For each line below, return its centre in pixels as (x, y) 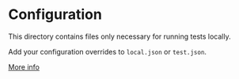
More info (24, 67)
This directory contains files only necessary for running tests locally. (119, 36)
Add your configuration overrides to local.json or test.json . (108, 51)
